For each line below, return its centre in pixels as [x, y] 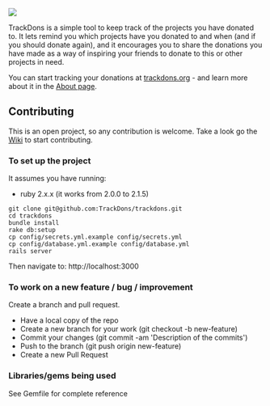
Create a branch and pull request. [64, 305]
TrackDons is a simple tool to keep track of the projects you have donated [131, 27]
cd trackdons [30, 216]
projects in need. [36, 62]
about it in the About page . [53, 86]
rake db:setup [32, 230]
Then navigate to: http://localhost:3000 [74, 266]
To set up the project [50, 160]
